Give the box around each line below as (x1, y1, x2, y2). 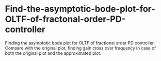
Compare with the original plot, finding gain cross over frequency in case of (5, 45, 156, 51)
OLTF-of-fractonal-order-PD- (5, 14, 126, 25)
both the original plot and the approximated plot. (5, 50, 102, 56)
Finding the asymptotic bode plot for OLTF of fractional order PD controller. (5, 40, 155, 46)
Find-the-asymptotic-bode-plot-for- (5, 3, 156, 15)
